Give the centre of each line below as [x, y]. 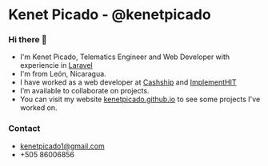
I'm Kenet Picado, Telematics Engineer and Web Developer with [125, 57]
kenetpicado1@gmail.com [62, 146]
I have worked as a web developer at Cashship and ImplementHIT [128, 82]
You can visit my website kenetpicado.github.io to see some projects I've [140, 99]
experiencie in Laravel [56, 65]
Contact [24, 128]
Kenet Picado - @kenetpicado [110, 15]
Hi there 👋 [28, 40]
